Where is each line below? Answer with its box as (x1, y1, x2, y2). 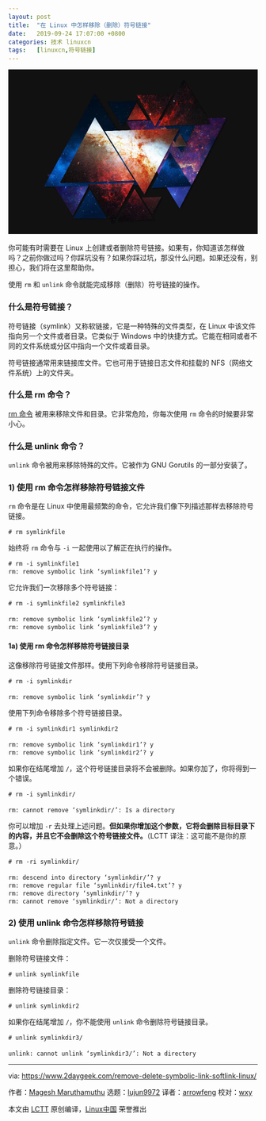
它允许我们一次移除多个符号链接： (8, 583, 120, 593)
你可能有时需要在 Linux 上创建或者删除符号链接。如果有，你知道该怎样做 (8, 243, 245, 253)
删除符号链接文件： (8, 953, 71, 963)
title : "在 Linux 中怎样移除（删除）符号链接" (8, 21, 152, 29)
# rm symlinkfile (8, 528, 66, 536)
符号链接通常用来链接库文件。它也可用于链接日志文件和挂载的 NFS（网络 (8, 358, 246, 367)
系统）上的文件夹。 (14, 367, 78, 377)
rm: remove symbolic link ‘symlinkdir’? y (8, 693, 150, 701)
